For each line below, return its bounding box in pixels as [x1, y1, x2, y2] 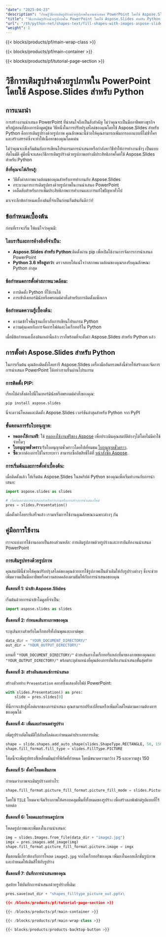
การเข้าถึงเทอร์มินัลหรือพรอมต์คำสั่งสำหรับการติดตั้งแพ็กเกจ [12, 294, 107, 301]
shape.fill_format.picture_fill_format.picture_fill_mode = [5, 788, 132, 793]
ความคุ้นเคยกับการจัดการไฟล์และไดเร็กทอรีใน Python [12, 324, 101, 330]
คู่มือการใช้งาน [5, 526, 40, 535]
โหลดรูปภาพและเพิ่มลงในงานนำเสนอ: [5, 825, 66, 831]
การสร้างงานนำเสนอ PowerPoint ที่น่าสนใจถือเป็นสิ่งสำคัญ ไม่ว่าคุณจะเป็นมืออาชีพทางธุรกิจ [5, 119, 155, 125]
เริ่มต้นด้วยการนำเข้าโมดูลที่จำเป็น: [5, 597, 61, 603]
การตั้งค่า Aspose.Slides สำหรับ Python [5, 348, 115, 357]
